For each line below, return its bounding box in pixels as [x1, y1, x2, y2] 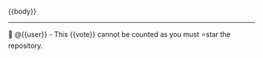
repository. [8, 41, 43, 50]
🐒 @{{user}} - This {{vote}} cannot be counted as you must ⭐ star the [8, 30, 231, 38]
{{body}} [8, 7, 37, 16]
